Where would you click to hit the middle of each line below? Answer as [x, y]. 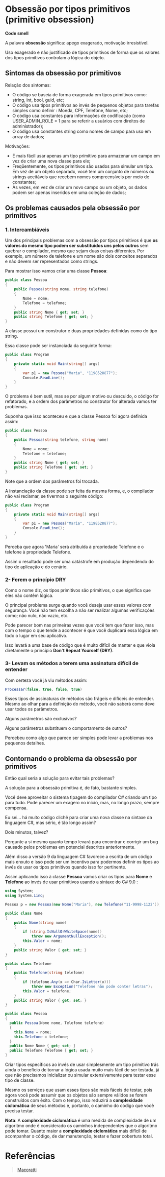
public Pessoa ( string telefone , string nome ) [61, 440]
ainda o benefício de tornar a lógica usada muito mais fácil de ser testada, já [82, 1070]
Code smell [17, 33]
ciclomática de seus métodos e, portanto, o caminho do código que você [80, 1106]
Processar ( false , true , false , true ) [44, 689]
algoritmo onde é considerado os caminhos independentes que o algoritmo [81, 1126]
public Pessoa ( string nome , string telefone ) [61, 289]
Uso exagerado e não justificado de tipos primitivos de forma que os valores [82, 52]
